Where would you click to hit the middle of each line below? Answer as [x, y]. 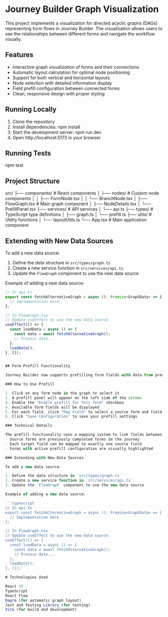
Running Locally [31, 110]
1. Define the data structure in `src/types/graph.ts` [63, 476]
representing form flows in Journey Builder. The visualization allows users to [84, 28]
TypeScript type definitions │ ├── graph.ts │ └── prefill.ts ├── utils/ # [78, 215]
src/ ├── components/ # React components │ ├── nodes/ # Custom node [82, 193]
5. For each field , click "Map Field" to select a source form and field [84, 412]
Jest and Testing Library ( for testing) [48, 605]
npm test [14, 165]
